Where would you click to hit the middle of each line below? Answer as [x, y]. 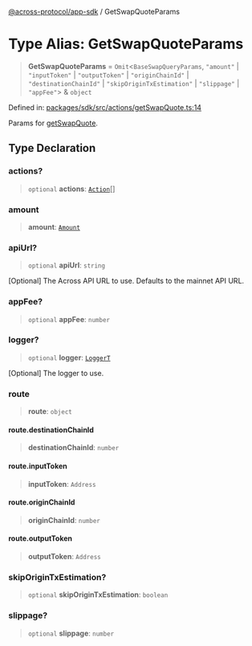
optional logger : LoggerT [69, 358]
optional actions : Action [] [71, 189]
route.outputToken [40, 538]
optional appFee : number [69, 319]
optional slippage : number [71, 633]
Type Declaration [52, 148]
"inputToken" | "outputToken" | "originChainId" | [108, 75]
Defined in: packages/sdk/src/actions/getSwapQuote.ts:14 [105, 107]
